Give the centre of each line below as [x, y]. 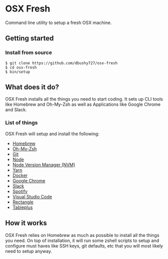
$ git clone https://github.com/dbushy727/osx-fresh [61, 63]
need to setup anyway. [29, 251]
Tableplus [23, 207]
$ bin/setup [18, 72]
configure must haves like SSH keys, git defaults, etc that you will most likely [84, 245]
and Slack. [16, 110]
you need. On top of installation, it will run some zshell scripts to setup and [82, 240]
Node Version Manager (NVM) [44, 165]
